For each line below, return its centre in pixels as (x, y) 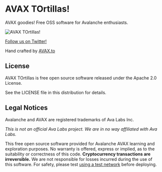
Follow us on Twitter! (26, 41)
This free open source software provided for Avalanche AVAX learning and (80, 143)
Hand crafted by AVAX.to (30, 51)
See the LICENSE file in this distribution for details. (56, 92)
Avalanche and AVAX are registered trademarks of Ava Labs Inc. (70, 119)
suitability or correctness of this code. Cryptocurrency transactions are (78, 154)
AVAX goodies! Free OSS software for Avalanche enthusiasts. (67, 22)
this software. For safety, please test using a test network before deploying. (81, 164)
